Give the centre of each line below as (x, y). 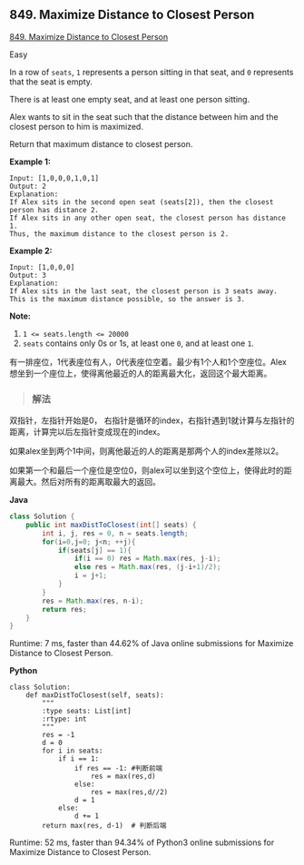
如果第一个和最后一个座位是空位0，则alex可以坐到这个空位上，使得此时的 (147, 470)
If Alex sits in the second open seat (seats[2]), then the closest (142, 202)
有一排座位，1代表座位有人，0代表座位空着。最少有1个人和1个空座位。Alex (148, 361)
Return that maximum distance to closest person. (101, 143)
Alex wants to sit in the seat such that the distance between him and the (144, 116)
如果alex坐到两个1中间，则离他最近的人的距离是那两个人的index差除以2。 (147, 451)
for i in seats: (73, 751)
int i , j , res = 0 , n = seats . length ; (115, 533)
